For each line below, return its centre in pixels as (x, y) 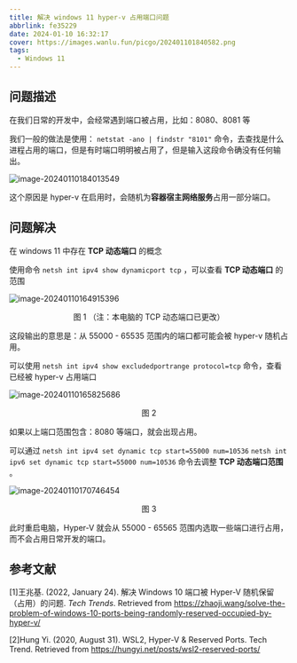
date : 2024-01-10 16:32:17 (59, 34)
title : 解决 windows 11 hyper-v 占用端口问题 (90, 17)
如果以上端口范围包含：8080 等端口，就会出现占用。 (106, 431)
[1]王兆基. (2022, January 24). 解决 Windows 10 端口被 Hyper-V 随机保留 (142, 592)
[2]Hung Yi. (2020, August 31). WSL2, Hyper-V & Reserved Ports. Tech (138, 640)
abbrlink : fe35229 (43, 26)
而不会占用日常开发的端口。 (60, 539)
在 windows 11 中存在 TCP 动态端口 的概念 (86, 250)
